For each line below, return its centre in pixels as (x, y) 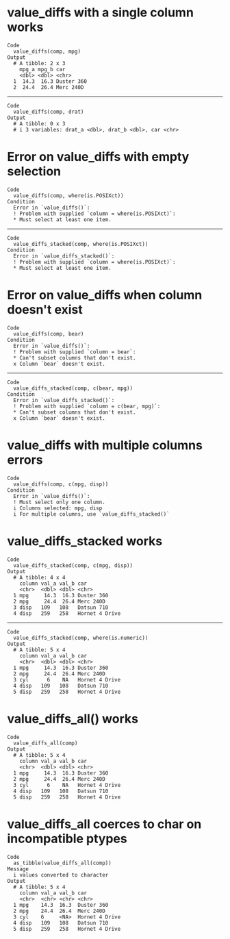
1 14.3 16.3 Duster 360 (50, 81)
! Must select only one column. (60, 502)
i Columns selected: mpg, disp (58, 508)
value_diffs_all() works (73, 719)
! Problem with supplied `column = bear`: (75, 352)
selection (34, 172)
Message (18, 869)
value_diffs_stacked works (85, 541)
